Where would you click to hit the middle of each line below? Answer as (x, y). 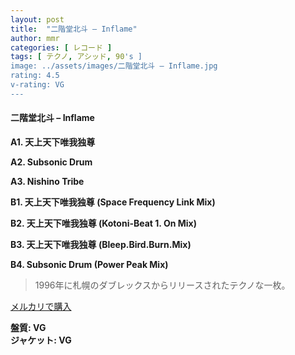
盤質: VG (28, 327)
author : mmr (35, 38)
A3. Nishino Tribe (47, 181)
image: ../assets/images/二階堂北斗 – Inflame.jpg (114, 66)
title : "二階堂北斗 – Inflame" (74, 29)
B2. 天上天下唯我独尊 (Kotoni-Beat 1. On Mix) (103, 223)
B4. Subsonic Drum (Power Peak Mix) (89, 264)
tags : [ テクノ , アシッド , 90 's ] (76, 57)
